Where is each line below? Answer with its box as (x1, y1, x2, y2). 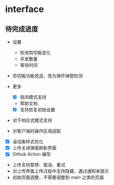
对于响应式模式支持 (12, 117, 52, 123)
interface (5, 4, 44, 15)
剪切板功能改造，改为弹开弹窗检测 (12, 73, 83, 79)
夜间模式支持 (19, 94, 46, 100)
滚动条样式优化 (12, 139, 43, 145)
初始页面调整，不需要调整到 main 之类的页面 (12, 174, 104, 180)
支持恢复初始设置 (19, 107, 55, 113)
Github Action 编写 (12, 151, 51, 157)
